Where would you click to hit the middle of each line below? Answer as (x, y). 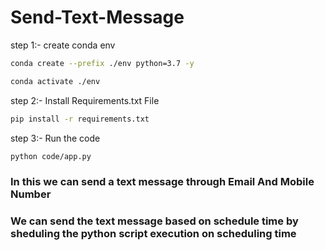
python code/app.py (51, 156)
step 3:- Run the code (55, 138)
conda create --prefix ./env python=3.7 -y (102, 63)
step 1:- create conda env (63, 45)
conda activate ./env (55, 81)
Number (31, 194)
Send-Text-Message (97, 17)
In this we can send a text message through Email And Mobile (162, 182)
